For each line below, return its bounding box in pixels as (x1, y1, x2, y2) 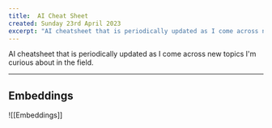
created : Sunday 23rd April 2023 (8, 19, 121, 28)
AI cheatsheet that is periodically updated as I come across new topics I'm (8, 49, 257, 59)
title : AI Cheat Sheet (8, 11, 89, 20)
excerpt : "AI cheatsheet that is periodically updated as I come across (8, 27, 259, 35)
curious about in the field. (8, 58, 94, 67)
